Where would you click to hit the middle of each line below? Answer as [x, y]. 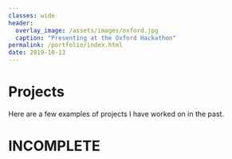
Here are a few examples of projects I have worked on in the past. [116, 114]
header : [21, 23]
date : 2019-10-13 [37, 52]
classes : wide [32, 16]
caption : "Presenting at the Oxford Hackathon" [96, 38]
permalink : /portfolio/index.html [66, 45]
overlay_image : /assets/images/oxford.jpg [87, 30]
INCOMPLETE [55, 146]
